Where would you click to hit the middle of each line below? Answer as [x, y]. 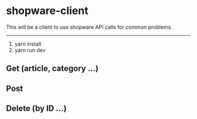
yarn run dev [30, 50]
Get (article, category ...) [52, 69]
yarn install [28, 44]
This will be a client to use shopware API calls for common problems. [89, 27]
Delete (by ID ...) [36, 109]
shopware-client [47, 11]
